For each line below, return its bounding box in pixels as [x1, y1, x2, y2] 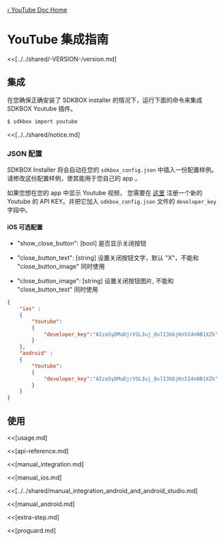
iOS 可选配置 [7, 222, 43, 231]
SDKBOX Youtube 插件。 [7, 104, 76, 112]
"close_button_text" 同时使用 [16, 285, 98, 293]
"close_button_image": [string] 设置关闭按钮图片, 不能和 [16, 277, 174, 285]
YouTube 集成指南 [7, 32, 109, 47]
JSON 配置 [7, 148, 42, 158]
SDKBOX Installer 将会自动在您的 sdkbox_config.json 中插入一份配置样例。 [7, 166, 218, 174]
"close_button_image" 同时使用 [16, 263, 105, 271]
